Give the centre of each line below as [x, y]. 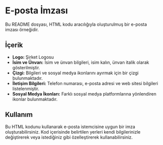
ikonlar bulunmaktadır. [35, 99]
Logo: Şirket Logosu [33, 57]
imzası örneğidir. [22, 29]
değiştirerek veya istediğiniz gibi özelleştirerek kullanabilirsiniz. [69, 137]
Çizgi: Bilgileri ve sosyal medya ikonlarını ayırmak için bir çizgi [75, 73]
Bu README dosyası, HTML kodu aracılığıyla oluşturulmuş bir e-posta [76, 24]
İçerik [14, 45]
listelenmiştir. [26, 89]
